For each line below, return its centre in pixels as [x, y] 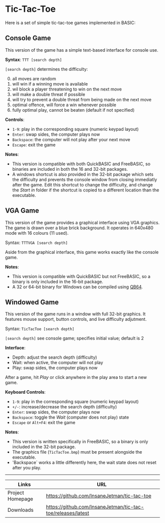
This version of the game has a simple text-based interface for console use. [82, 50]
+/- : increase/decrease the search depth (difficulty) [64, 407]
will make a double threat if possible [49, 94]
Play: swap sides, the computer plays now [55, 368]
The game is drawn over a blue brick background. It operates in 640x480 [79, 228]
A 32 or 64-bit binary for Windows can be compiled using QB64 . [78, 287]
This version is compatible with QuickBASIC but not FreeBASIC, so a [81, 276]
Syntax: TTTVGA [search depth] [36, 243]
